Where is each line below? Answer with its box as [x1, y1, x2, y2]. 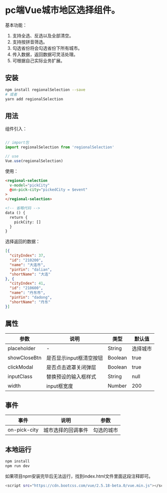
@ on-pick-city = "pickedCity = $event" [9, 187, 88, 192]
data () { [5, 210, 26, 215]
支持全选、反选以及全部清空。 [12, 32, 74, 38]
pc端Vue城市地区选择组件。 [5, 4, 120, 16]
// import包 [5, 140, 29, 145]
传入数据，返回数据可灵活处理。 [12, 51, 78, 57]
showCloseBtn [7, 354, 42, 361]
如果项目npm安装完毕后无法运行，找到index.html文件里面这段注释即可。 [5, 473, 153, 479]
